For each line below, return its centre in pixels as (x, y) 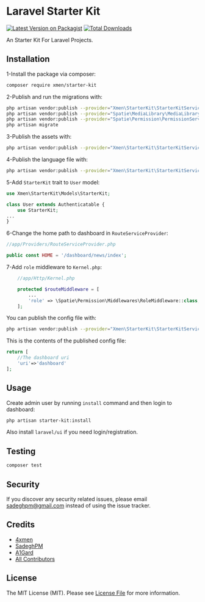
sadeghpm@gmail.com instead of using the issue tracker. (79, 506)
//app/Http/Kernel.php (46, 278)
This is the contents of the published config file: (66, 341)
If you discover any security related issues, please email (77, 499)
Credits (21, 525)
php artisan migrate (33, 125)
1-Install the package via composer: (51, 74)
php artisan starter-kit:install (49, 420)
